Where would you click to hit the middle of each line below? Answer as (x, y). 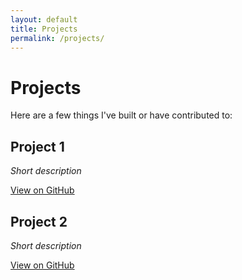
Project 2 (39, 221)
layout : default (44, 19)
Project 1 (37, 146)
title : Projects (44, 29)
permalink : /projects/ (57, 38)
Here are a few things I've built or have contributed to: (121, 115)
